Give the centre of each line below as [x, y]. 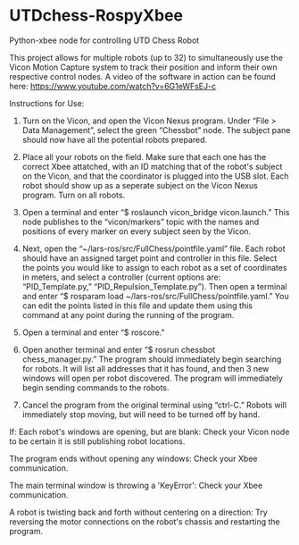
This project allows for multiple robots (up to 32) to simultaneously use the [146, 57]
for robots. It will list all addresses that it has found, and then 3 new [145, 368]
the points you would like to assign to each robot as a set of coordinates [154, 267]
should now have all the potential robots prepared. [115, 139]
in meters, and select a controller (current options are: [121, 277]
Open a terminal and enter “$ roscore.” [93, 332]
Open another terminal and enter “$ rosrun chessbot [119, 349]
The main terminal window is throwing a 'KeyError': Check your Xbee [136, 485]
